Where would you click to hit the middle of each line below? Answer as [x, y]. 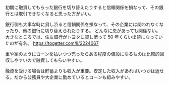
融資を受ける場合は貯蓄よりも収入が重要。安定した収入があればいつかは [80, 71]
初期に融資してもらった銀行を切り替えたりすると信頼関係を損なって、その [82, 7]
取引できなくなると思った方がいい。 [56, 14]
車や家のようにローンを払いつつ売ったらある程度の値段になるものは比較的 [82, 54]
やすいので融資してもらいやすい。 [49, 60]
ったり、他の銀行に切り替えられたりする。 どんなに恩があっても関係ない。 [83, 31]
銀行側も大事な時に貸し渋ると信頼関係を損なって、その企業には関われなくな [84, 24]
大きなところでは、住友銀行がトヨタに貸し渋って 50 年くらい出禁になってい [84, 37]
